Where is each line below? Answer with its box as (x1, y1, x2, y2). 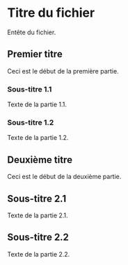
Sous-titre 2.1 (7, 192, 67, 204)
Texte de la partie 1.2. (7, 134, 69, 142)
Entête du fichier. (7, 28, 56, 36)
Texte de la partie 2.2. (7, 250, 70, 258)
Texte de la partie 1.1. (7, 100, 67, 109)
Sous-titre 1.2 (7, 117, 54, 127)
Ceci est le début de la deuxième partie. (7, 173, 122, 181)
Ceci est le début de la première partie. (7, 66, 120, 75)
